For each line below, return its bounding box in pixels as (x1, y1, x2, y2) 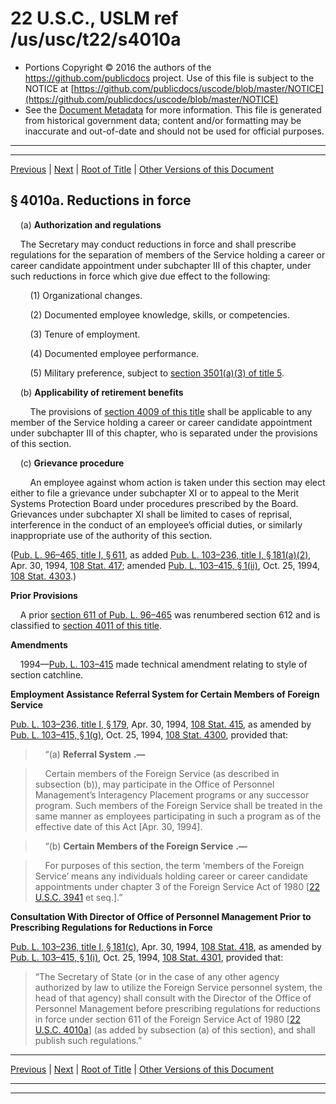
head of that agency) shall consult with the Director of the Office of (34, 992, 312, 1004)
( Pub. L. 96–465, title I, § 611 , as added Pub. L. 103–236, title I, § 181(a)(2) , (10, 548, 312, 561)
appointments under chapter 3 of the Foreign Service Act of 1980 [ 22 (34, 880, 321, 892)
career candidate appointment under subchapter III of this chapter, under (10, 259, 312, 271)
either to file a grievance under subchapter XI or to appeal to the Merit (10, 487, 300, 499)
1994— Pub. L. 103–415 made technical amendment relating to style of (19, 658, 308, 670)
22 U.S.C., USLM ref (10, 7, 179, 30)
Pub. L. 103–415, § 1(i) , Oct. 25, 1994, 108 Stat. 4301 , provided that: (10, 951, 284, 963)
